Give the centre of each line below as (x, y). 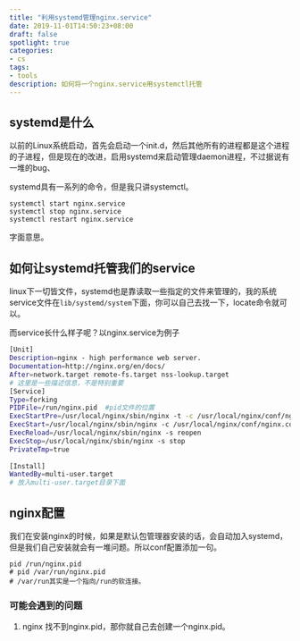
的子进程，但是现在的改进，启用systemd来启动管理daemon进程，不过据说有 (150, 156)
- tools (24, 76)
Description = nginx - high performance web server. (105, 358)
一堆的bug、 (32, 168)
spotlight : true (39, 42)
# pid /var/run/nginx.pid (57, 572)
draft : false (33, 34)
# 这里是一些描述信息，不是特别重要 (67, 383)
